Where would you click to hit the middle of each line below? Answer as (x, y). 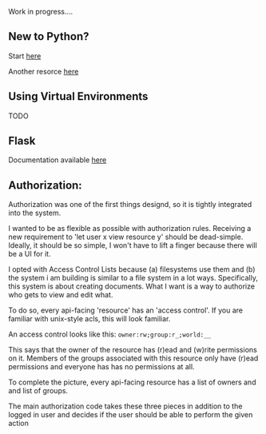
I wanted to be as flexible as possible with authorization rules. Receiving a (130, 229)
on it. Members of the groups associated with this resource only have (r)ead (133, 358)
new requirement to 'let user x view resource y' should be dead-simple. (126, 237)
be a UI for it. (30, 254)
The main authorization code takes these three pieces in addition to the (125, 406)
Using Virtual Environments (78, 96)
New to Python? (49, 36)
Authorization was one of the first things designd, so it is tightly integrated (130, 205)
